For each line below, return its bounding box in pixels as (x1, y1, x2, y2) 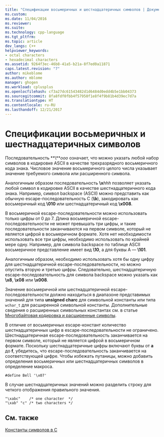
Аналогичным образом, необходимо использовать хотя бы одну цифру (5, 256, 155, 262)
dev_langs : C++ (5, 44, 36, 48)
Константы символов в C (5, 427, 58, 433)
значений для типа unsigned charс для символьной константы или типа (5, 297, 156, 302)
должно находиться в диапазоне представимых (50, 292, 150, 298)
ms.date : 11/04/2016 (5, 16, 47, 21)
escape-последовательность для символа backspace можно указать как (5, 272, 158, 277)
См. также (5, 414, 39, 422)
